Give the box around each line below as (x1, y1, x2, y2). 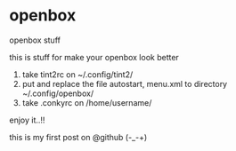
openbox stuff (9, 35, 61, 45)
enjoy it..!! (9, 115, 45, 125)
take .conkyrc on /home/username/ (21, 97, 152, 107)
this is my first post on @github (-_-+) (9, 131, 148, 142)
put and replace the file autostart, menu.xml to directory (21, 78, 228, 89)
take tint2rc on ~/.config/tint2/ (21, 68, 134, 80)
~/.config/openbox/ (21, 88, 94, 99)
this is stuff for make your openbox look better (9, 52, 180, 62)
